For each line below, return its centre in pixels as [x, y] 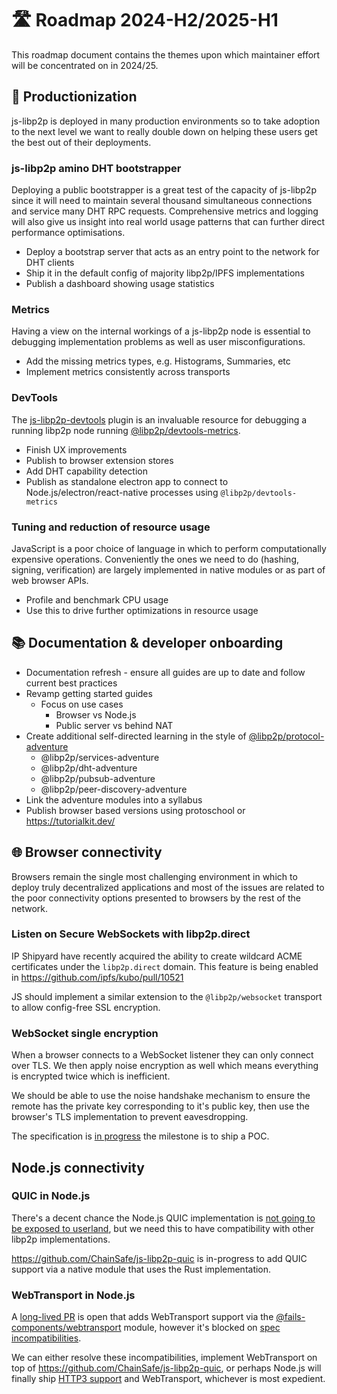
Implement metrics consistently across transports [128, 372]
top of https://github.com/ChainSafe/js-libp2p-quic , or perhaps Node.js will [166, 1368]
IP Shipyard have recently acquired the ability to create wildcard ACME [157, 956]
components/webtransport [66, 1328]
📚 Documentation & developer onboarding [147, 643]
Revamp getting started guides [89, 693]
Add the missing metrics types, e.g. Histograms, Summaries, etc [158, 361]
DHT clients [50, 263]
